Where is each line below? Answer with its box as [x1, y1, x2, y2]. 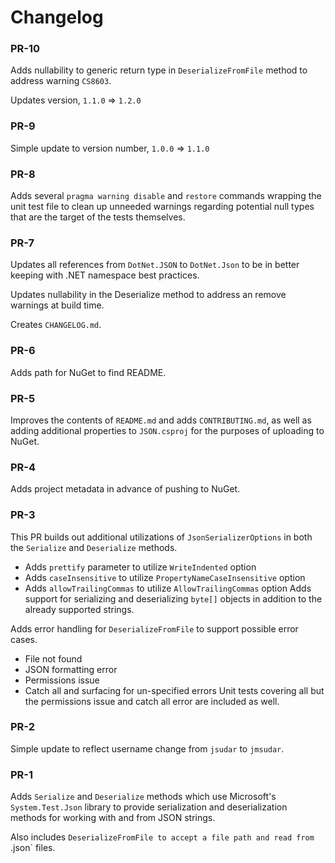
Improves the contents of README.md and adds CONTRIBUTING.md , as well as [10, 414, 312, 426]
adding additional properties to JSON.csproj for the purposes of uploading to [10, 424, 325, 436]
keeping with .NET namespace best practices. [10, 269, 200, 281]
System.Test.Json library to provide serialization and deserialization [10, 801, 288, 813]
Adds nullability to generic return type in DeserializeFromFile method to [10, 64, 308, 76]
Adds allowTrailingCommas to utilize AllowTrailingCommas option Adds [24, 582, 312, 594]
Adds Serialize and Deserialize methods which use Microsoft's [10, 791, 277, 803]
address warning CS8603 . [10, 75, 112, 87]
